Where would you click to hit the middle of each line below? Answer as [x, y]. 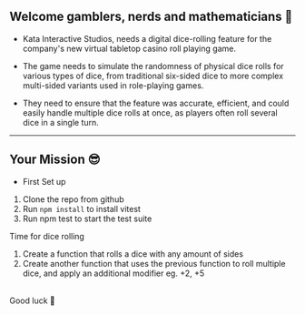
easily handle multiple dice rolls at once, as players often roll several [150, 112]
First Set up [44, 181]
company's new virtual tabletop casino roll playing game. [129, 48]
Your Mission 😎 [55, 160]
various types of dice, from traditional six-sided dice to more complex [153, 76]
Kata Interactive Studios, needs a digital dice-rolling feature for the [147, 38]
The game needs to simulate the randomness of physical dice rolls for [153, 66]
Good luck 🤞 [33, 300]
